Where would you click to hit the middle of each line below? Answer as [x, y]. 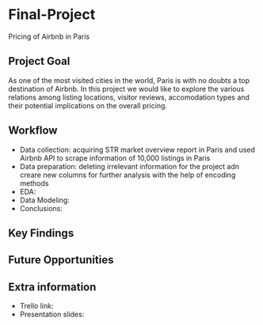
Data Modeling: [44, 200]
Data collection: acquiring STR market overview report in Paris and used [137, 149]
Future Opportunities [61, 260]
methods [34, 183]
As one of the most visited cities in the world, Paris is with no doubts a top [129, 80]
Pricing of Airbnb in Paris [49, 36]
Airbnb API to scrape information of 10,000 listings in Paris [115, 158]
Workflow [33, 131]
